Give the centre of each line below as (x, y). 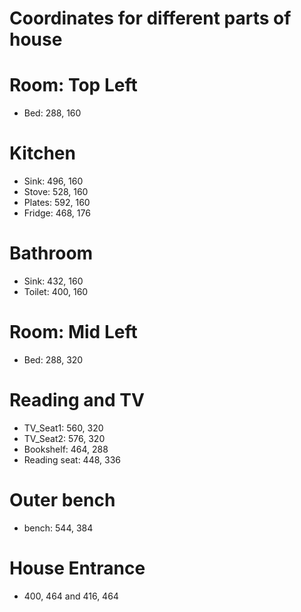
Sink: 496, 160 (53, 181)
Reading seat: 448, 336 (72, 459)
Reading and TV (77, 400)
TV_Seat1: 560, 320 (63, 428)
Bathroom (51, 253)
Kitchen (42, 153)
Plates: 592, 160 (57, 203)
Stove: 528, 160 (56, 192)
